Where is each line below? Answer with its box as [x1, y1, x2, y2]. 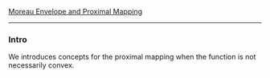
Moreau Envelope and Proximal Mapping [8, 7, 143, 16]
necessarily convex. [8, 60, 75, 70]
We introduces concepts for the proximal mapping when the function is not [8, 52, 256, 62]
